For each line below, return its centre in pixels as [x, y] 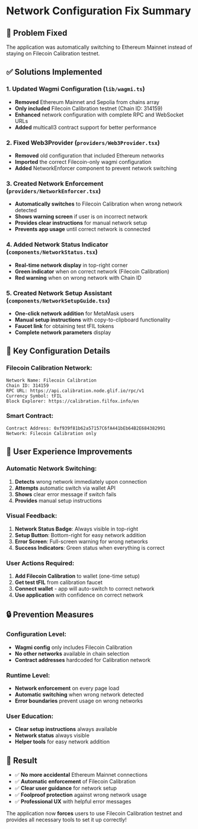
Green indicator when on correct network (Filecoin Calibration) [92, 271]
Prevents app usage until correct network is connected [82, 229]
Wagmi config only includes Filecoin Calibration [73, 647]
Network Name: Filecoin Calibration [51, 380]
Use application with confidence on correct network [79, 595]
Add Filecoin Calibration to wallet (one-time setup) [77, 576]
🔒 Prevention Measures [50, 614]
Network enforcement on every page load [67, 688]
